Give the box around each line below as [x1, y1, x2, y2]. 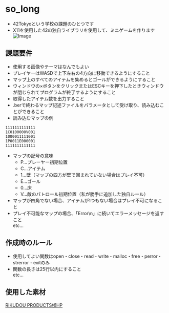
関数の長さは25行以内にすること [12, 266, 81, 272]
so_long [5, 3, 40, 15]
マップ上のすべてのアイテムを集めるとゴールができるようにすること [12, 76, 156, 82]
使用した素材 [5, 287, 46, 296]
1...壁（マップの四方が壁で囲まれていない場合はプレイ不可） [20, 172, 147, 178]
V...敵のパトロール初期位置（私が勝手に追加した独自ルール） [20, 191, 149, 197]
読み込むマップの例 [12, 115, 54, 121]
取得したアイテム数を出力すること [12, 95, 84, 101]
